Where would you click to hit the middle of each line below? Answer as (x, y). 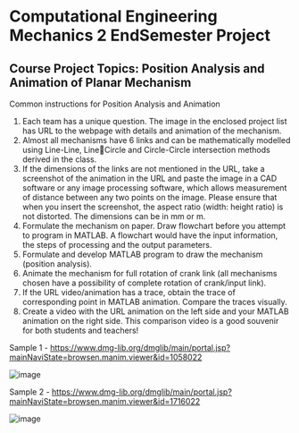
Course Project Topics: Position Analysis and (137, 68)
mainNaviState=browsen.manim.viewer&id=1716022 (105, 401)
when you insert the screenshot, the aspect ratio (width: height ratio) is (153, 207)
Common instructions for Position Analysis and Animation (115, 104)
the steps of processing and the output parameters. (117, 245)
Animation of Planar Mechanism (100, 82)
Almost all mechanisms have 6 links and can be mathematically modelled (156, 140)
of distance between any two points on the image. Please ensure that (149, 197)
